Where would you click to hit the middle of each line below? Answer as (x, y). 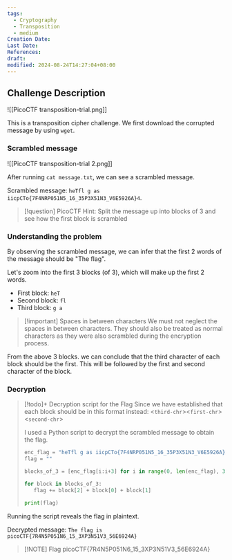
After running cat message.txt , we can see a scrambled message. (101, 177)
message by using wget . (41, 130)
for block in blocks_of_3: (63, 484)
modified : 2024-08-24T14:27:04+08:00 (61, 65)
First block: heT (39, 293)
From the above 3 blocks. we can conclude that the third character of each (114, 356)
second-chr (44, 419)
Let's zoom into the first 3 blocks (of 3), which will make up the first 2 (106, 272)
